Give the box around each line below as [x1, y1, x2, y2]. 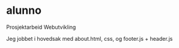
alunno [6, 4, 42, 17]
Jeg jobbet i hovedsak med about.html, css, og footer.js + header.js [6, 35, 173, 42]
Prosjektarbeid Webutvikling [6, 23, 76, 31]
